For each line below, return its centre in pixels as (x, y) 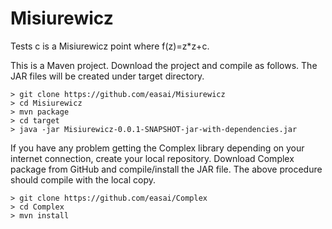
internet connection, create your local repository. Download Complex (152, 158)
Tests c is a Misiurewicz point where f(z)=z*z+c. (110, 46)
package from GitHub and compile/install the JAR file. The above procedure (166, 169)
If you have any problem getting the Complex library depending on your (157, 148)
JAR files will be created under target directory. (107, 76)
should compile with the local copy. (83, 179)
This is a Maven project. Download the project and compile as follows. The (164, 65)
